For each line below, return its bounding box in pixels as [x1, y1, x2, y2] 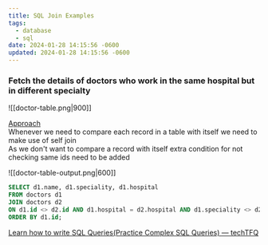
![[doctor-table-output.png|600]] [8, 168, 116, 178]
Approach [8, 119, 41, 128]
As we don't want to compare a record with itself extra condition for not [8, 144, 243, 154]
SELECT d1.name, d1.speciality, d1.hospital [8, 184, 159, 192]
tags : [8, 19, 26, 27]
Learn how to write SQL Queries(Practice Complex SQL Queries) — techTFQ [8, 227, 259, 237]
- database [15, 26, 52, 34]
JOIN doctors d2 [8, 199, 62, 207]
